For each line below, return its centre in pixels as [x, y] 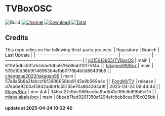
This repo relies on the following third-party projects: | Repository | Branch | [82, 49]
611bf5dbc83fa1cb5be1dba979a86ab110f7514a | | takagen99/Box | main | [79, 65]
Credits [17, 38]
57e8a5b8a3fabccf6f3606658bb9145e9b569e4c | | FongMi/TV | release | [81, 81]
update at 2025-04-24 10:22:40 [39, 108]
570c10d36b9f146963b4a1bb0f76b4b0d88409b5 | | [59, 71]
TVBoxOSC [29, 9]
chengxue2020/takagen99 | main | [41, 76]
